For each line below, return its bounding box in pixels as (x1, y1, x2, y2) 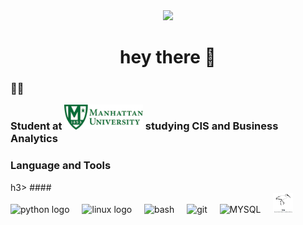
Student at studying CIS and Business (10, 119, 279, 133)
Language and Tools (10, 159, 112, 173)
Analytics (10, 132, 58, 146)
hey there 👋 (119, 46, 217, 69)
